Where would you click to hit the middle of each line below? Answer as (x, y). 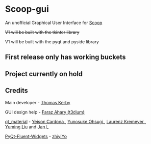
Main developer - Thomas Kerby (38, 102)
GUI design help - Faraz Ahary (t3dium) (45, 112)
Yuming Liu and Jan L (27, 127)
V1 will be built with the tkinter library (42, 32)
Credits (17, 91)
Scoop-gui (27, 9)
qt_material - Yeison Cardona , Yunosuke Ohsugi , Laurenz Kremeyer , (75, 121)
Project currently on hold (44, 74)
